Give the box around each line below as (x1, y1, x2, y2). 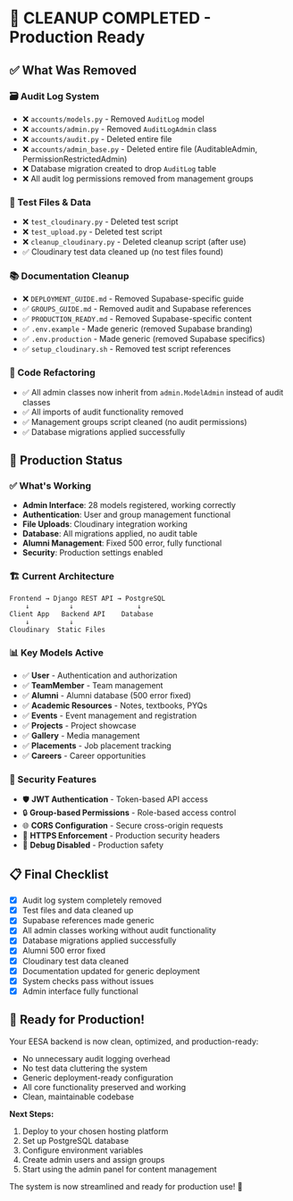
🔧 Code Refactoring (9, 366, 96, 379)
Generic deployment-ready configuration (21, 1072, 174, 1083)
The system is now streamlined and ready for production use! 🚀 (9, 1180, 243, 1191)
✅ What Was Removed (9, 63, 137, 78)
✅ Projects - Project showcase (21, 721, 137, 731)
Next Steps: (9, 1108, 54, 1119)
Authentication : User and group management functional (21, 509, 230, 521)
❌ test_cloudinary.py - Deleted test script (21, 216, 179, 227)
